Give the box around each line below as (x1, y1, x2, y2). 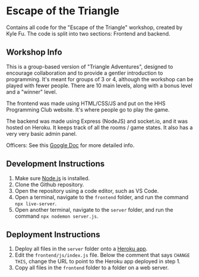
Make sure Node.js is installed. (14, 174, 90, 182)
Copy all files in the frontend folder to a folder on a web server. (14, 264, 169, 271)
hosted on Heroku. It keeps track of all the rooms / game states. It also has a (6, 123, 193, 131)
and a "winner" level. (6, 88, 58, 95)
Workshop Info (6, 47, 62, 58)
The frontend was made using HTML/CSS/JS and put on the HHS (6, 100, 166, 107)
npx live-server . (14, 200, 57, 207)
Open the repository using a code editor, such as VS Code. (14, 187, 159, 194)
